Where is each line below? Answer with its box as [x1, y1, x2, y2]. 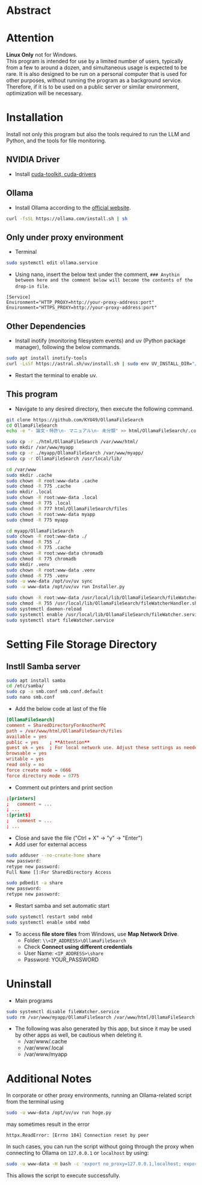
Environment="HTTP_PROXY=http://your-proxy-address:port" [6, 300, 155, 306]
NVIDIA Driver [6, 154, 60, 165]
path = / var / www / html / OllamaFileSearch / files [6, 728, 122, 734]
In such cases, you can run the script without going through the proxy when [6, 1143, 194, 1150]
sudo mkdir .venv [6, 561, 50, 567]
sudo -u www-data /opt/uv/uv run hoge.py [6, 1110, 112, 1116]
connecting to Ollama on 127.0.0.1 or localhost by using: [6, 1149, 149, 1157]
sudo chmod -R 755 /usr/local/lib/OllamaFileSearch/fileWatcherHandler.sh [6, 600, 198, 606]
